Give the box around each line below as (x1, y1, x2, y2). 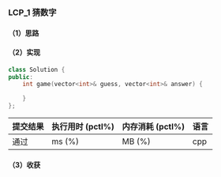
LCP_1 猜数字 (8, 6, 57, 17)
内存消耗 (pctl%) (122, 121, 185, 132)
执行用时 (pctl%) (51, 121, 114, 132)
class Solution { (8, 66, 66, 73)
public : (8, 73, 34, 81)
